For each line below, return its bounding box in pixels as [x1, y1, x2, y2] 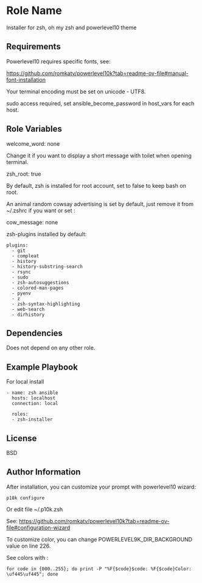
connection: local [12, 401, 59, 407]
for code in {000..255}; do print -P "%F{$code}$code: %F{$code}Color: [6, 565, 192, 572]
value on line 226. [6, 542, 51, 549]
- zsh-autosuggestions [12, 279, 69, 285]
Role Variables [6, 124, 62, 134]
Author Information [6, 467, 81, 477]
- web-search [12, 306, 45, 312]
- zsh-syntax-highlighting [12, 301, 80, 307]
